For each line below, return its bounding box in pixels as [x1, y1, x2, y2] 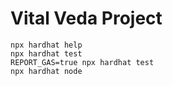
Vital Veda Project [10, 7, 163, 30]
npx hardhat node [10, 66, 83, 76]
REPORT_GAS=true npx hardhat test [10, 57, 155, 67]
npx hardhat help [10, 40, 83, 50]
